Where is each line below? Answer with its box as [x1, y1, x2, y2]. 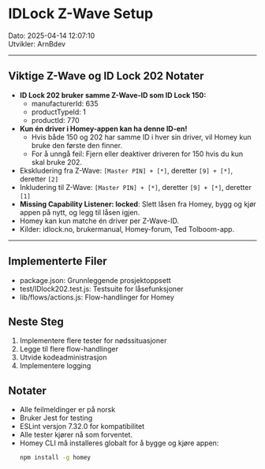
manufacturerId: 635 [31, 99, 99, 108]
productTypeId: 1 [31, 107, 87, 117]
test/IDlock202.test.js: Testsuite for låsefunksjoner [19, 284, 184, 293]
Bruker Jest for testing [19, 413, 93, 422]
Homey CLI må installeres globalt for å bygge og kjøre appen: [19, 438, 219, 448]
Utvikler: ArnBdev [8, 39, 65, 48]
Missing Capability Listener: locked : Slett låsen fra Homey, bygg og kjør [19, 199, 256, 209]
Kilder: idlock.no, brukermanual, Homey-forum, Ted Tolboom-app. [19, 224, 235, 233]
